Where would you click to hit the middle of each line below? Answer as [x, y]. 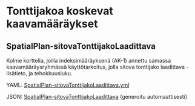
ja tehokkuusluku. [50, 73]
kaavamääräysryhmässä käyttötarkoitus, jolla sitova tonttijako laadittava [96, 67]
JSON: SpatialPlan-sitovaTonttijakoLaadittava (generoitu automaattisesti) [97, 97]
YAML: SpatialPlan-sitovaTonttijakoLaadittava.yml [68, 85]
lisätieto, [17, 73]
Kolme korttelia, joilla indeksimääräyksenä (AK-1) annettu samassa [89, 61]
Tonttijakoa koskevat [60, 11]
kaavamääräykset [52, 24]
